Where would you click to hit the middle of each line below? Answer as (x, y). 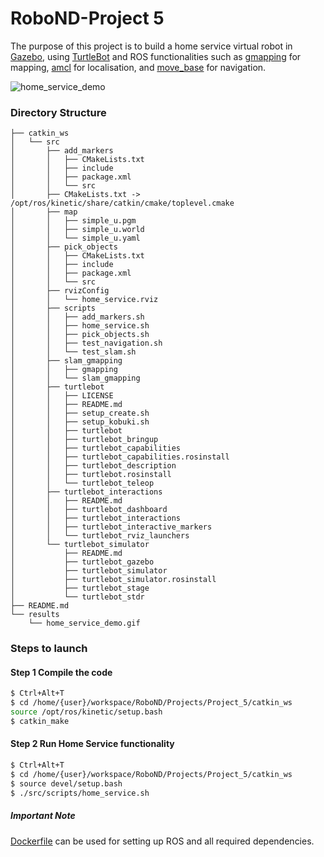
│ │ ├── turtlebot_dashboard (89, 510)
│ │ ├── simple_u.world (77, 230)
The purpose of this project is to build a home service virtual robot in (151, 46)
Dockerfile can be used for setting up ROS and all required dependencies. (162, 841)
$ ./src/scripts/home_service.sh (80, 793)
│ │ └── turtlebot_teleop (82, 483)
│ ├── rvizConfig (60, 291)
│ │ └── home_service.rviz (84, 300)
